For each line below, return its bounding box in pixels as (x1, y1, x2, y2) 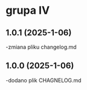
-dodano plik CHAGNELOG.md (5, 76, 82, 84)
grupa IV (5, 4, 50, 17)
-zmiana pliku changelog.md (5, 43, 77, 50)
